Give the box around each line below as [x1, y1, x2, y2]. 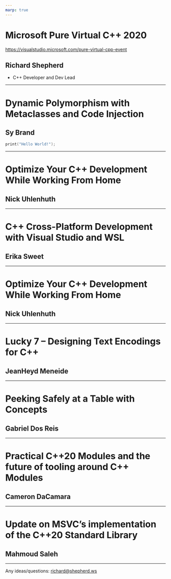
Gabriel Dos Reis [5, 424, 59, 433]
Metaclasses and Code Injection [5, 108, 144, 120]
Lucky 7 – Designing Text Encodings [5, 336, 161, 347]
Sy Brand [5, 128, 35, 137]
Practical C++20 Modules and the [5, 451, 151, 462]
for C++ [5, 347, 39, 358]
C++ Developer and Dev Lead [12, 74, 75, 81]
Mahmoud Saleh [5, 549, 59, 558]
